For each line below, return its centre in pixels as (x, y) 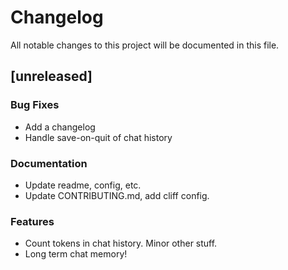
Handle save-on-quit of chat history (98, 137)
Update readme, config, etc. (83, 185)
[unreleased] (51, 76)
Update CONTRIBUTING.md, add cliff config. (117, 195)
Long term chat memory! (76, 254)
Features (32, 221)
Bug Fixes (35, 105)
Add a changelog (60, 127)
